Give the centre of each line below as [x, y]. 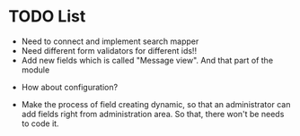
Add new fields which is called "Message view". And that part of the [147, 60]
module [35, 70]
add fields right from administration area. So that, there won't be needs [153, 114]
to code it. [40, 123]
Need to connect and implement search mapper [110, 41]
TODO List [47, 17]
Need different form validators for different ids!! [109, 50]
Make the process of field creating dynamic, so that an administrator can [156, 104]
